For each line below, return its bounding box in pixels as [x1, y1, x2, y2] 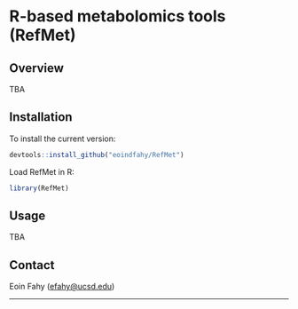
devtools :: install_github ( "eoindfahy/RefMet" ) [9, 150, 184, 159]
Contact [9, 257, 55, 273]
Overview [9, 60, 65, 75]
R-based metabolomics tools [9, 6, 226, 27]
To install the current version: [9, 133, 116, 144]
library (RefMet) [9, 184, 69, 193]
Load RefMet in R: [9, 166, 74, 177]
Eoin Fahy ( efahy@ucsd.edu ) [9, 281, 115, 292]
